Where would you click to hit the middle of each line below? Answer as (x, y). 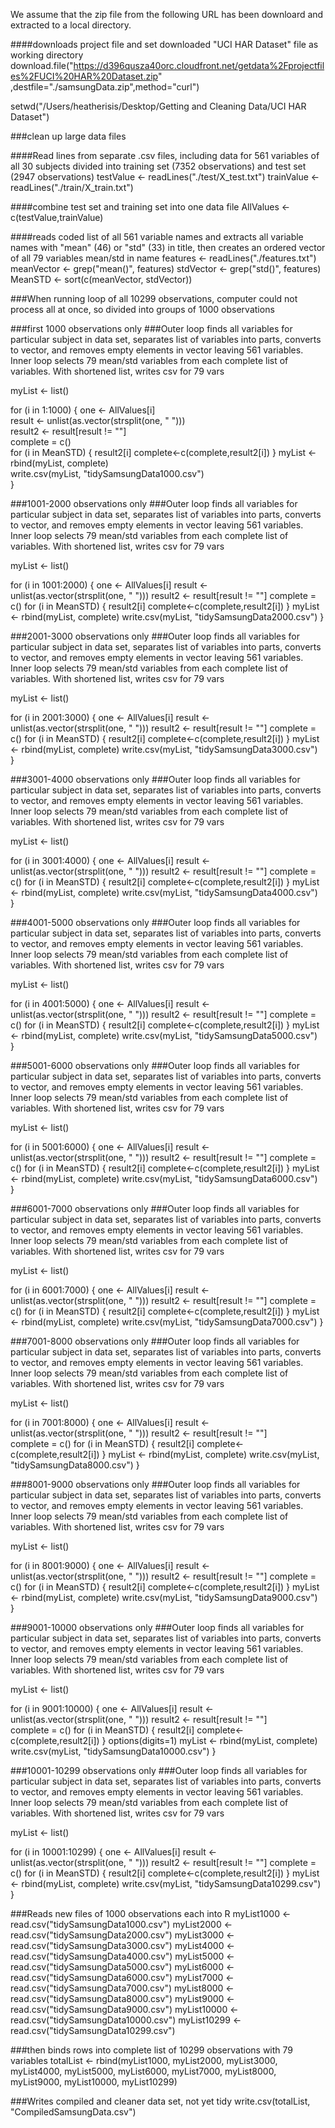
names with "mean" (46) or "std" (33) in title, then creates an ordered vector (168, 247)
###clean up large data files (68, 136)
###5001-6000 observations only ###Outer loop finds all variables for (155, 1065)
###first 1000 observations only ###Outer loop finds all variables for (151, 328)
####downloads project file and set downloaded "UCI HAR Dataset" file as (164, 44)
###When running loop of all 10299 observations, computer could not (154, 298)
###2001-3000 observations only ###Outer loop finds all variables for (155, 636)
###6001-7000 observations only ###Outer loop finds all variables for (155, 1208)
